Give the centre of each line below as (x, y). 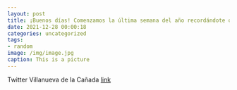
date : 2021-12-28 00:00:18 (47, 27)
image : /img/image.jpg (41, 53)
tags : (15, 40)
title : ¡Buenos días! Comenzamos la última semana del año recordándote (116, 20)
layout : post (26, 14)
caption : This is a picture (49, 60)
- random (20, 46)
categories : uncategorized (47, 33)
